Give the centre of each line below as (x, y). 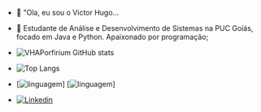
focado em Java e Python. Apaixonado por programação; (112, 37)
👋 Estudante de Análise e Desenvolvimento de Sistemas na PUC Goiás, (135, 28)
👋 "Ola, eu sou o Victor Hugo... (67, 13)
